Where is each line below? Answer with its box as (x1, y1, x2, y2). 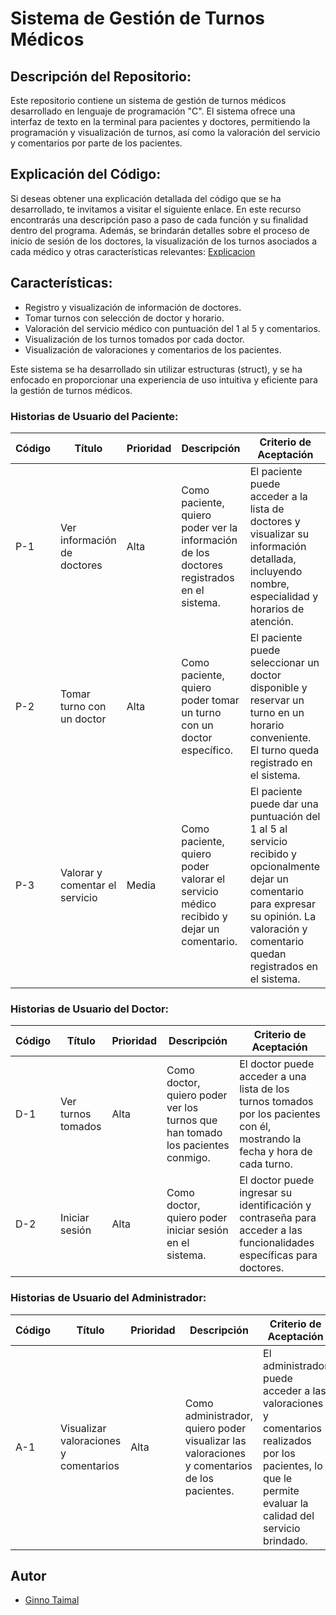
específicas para (239, 1248, 318, 1262)
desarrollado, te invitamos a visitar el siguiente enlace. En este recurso (10, 203, 302, 215)
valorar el (181, 872, 226, 886)
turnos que (166, 1113, 218, 1127)
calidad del (263, 1508, 315, 1522)
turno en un (249, 705, 305, 719)
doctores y (249, 514, 301, 528)
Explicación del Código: (10, 166, 162, 183)
